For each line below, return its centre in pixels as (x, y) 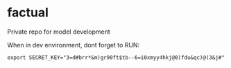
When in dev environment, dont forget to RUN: (74, 45)
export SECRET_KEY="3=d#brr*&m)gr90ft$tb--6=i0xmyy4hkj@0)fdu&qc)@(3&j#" (116, 57)
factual (28, 13)
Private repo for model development (59, 32)
